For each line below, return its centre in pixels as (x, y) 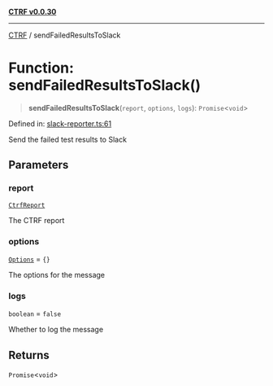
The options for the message (57, 274)
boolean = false (35, 314)
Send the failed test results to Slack (68, 139)
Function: (41, 68)
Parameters (39, 165)
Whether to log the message (56, 330)
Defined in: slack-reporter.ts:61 (60, 123)
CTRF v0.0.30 (32, 12)
